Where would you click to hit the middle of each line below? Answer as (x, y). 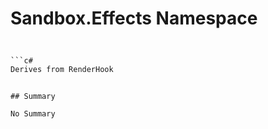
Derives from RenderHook (62, 70)
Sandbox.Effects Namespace (134, 18)
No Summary (33, 114)
